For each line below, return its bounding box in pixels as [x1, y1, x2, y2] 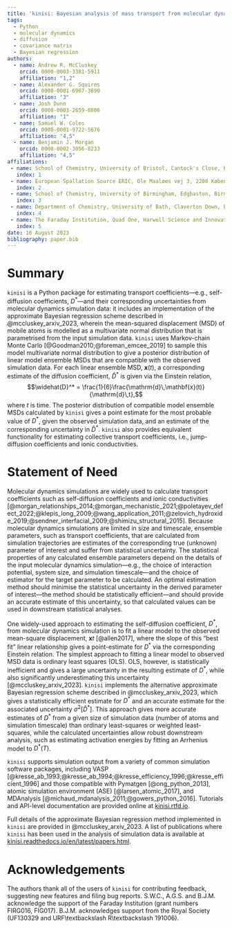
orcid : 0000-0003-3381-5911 [19, 68, 100, 75]
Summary [7, 265, 64, 281]
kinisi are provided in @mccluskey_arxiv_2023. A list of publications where [7, 823, 222, 831]
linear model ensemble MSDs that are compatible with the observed [7, 356, 200, 364]
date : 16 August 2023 [7, 229, 70, 236]
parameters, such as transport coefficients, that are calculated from [7, 531, 200, 539]
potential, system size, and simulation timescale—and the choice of [7, 568, 199, 576]
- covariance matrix [13, 42, 72, 49]
